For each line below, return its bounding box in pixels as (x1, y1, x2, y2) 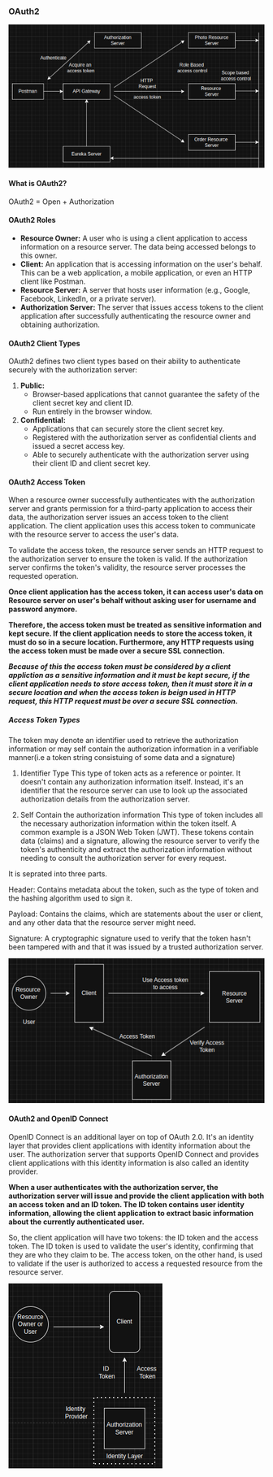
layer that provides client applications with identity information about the (8, 1140, 251, 1150)
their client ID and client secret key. (32, 458, 150, 468)
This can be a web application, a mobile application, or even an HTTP (19, 267, 253, 277)
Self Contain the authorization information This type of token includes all (19, 810, 263, 820)
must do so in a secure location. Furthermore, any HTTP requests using (8, 637, 254, 647)
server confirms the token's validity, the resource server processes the (8, 563, 246, 572)
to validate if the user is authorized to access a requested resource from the (8, 1258, 263, 1268)
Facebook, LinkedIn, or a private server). (19, 293, 157, 303)
